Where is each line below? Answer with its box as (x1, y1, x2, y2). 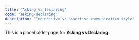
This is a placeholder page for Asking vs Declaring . (5, 30, 110, 36)
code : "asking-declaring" (5, 12, 58, 17)
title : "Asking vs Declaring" (5, 7, 67, 12)
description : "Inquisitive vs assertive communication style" (5, 16, 135, 21)
